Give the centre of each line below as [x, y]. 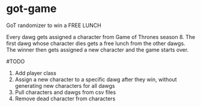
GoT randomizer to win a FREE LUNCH [54, 25]
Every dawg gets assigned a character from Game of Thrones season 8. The [101, 37]
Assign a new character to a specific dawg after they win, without [96, 79]
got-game [31, 9]
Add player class [36, 73]
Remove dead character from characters [65, 99]
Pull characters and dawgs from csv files [65, 92]
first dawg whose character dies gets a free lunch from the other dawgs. [96, 43]
